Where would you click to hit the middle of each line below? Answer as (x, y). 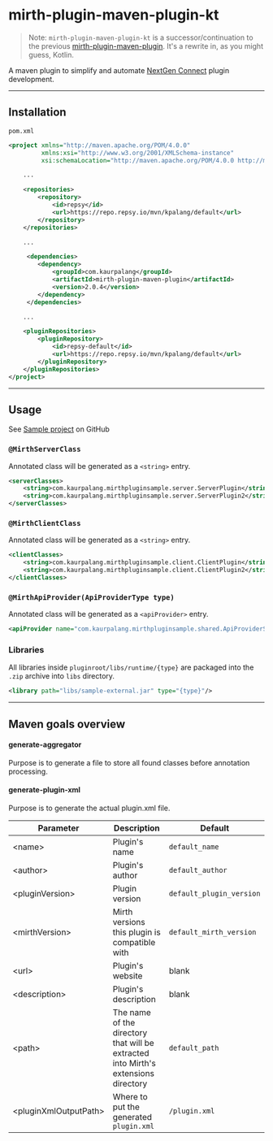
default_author (198, 870)
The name (132, 1013)
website (128, 976)
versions (129, 922)
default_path (194, 1048)
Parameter (58, 828)
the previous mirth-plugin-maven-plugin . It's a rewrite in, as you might (146, 46)
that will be (133, 1043)
